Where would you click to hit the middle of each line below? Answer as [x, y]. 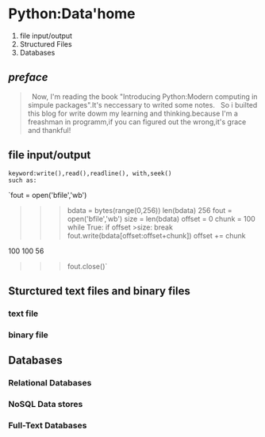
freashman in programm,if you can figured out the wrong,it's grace [137, 122]
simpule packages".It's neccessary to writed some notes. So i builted [142, 104]
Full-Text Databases [48, 425]
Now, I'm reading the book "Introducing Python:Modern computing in [144, 97]
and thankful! [49, 130]
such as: [23, 180]
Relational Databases [50, 383]
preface [28, 77]
